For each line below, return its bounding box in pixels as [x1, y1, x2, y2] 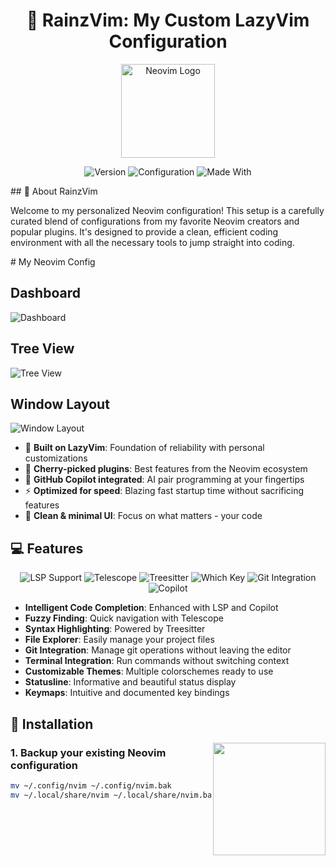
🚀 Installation [10, 715, 94, 733]
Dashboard [10, 285, 81, 302]
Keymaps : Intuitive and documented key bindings [24, 687, 230, 699]
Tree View [10, 340, 75, 358]
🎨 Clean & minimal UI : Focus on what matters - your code [24, 510, 263, 522]
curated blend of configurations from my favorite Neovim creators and [10, 215, 300, 227]
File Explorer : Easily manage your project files [24, 634, 215, 646]
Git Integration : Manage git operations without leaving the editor [24, 644, 292, 656]
